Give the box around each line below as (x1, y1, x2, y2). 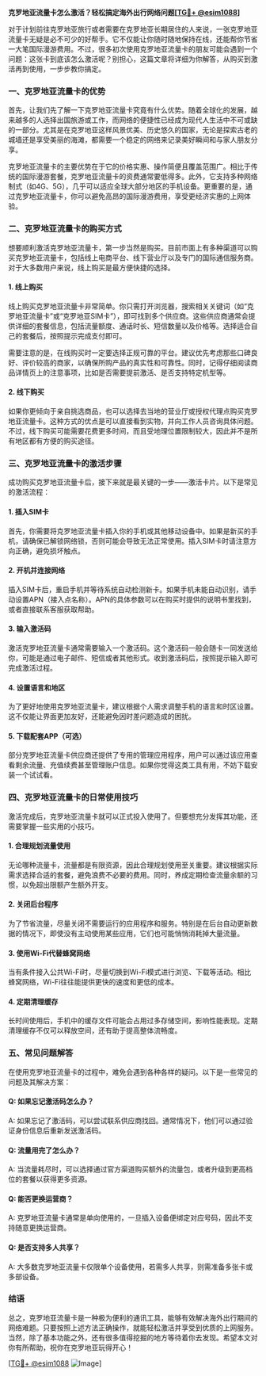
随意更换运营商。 (14, 1223, 71, 1233)
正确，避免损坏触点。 (14, 546, 85, 556)
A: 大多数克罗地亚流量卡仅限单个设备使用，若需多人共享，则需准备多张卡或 (8, 1262, 253, 1271)
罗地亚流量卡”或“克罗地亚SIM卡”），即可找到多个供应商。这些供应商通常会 (8, 311, 249, 320)
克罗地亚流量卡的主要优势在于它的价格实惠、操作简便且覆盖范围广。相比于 (8, 162, 251, 171)
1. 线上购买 (8, 282, 44, 292)
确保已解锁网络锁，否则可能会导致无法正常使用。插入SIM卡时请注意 (28, 536, 250, 545)
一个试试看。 (14, 770, 57, 780)
